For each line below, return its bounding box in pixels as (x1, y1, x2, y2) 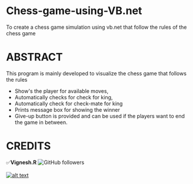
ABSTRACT (6, 51, 63, 64)
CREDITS (6, 139, 51, 153)
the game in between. (14, 119, 68, 126)
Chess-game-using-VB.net (6, 4, 142, 18)
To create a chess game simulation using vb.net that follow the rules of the (6, 24, 187, 31)
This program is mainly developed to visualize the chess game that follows (6, 69, 187, 77)
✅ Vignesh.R (6, 159, 37, 166)
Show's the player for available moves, (14, 87, 109, 95)
